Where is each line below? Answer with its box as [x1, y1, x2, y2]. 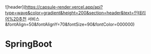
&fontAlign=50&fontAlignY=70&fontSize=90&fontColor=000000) [5, 21, 135, 27]
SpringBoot [5, 38, 52, 50]
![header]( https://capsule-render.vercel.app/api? [5, 4, 103, 10]
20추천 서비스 [13, 16, 40, 21]
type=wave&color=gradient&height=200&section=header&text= [5, 10, 134, 16]
